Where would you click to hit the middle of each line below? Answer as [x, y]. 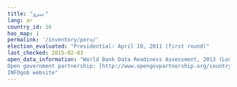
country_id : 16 [30, 27]
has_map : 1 [23, 33]
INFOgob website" [33, 72]
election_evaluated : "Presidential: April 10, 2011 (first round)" [109, 46]
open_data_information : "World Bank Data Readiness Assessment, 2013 [112, 60]
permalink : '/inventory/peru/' [53, 40]
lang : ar [20, 20]
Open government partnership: [52, 66]
